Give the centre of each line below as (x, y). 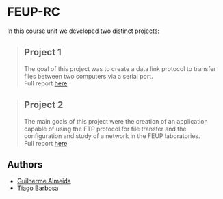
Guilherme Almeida (44, 181)
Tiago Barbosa (38, 188)
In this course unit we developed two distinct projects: (83, 31)
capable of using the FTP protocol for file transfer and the (105, 129)
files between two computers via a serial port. (89, 76)
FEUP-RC (34, 12)
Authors (25, 164)
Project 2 (43, 105)
